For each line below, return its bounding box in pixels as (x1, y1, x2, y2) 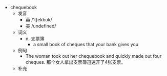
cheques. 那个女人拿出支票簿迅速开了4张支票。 (25, 59, 126, 65)
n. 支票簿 (25, 35, 45, 42)
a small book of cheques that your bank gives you (33, 42, 138, 47)
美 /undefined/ (25, 23, 56, 29)
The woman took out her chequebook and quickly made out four (25, 53, 162, 59)
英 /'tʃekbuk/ (25, 17, 52, 22)
